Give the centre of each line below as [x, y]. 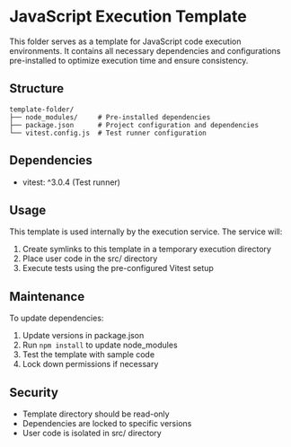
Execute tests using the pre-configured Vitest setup [118, 268]
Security [34, 392]
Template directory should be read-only [96, 414]
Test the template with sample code [88, 355]
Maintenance [47, 297]
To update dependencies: [57, 318]
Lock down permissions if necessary [90, 364]
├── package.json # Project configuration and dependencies [134, 125]
